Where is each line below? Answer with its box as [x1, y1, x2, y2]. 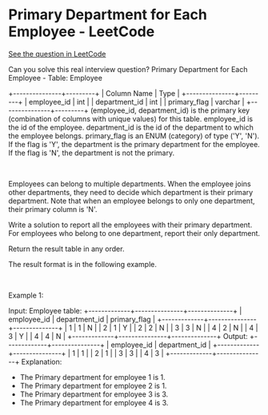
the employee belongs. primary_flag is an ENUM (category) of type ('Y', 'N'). [8, 130, 260, 141]
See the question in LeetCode [8, 49, 106, 58]
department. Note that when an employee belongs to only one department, [8, 196, 255, 206]
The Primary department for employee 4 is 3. [19, 397, 169, 407]
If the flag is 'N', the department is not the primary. [8, 148, 174, 158]
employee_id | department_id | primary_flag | [8, 314, 156, 324]
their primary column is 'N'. [8, 204, 98, 213]
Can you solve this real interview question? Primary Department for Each [8, 64, 248, 74]
